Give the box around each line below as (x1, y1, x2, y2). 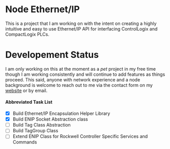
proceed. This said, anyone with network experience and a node (5, 76, 140, 82)
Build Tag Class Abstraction (12, 122, 71, 128)
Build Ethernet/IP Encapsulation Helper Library (12, 110, 110, 116)
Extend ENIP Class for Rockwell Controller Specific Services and (12, 133, 148, 139)
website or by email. (5, 87, 48, 94)
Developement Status (5, 49, 99, 61)
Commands (12, 139, 37, 145)
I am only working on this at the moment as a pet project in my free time (5, 66, 156, 72)
